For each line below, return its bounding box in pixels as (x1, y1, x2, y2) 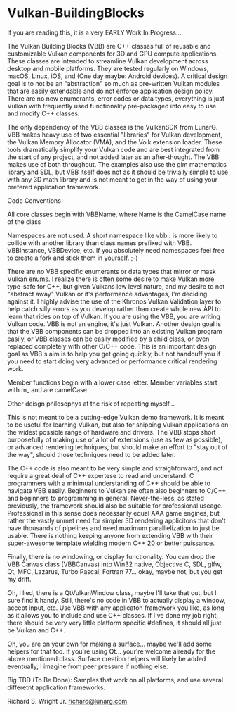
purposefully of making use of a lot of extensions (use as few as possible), (7, 435, 223, 444)
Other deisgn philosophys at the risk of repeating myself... (7, 399, 175, 408)
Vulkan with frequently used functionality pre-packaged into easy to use (7, 101, 217, 110)
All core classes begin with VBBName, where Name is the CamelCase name (7, 210, 227, 218)
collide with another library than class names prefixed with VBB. (7, 238, 192, 247)
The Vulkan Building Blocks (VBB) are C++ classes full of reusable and (7, 42, 211, 50)
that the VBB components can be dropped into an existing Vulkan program (7, 327, 222, 335)
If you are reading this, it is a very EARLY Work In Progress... (7, 28, 182, 37)
